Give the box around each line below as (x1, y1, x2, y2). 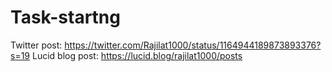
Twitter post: (10, 39, 63, 51)
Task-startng (10, 6, 121, 29)
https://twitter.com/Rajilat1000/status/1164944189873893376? (64, 39, 322, 51)
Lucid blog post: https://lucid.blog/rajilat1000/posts (31, 49, 243, 61)
